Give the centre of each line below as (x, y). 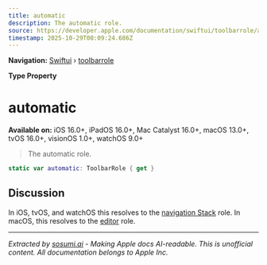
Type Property (33, 76)
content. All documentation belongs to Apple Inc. (88, 252)
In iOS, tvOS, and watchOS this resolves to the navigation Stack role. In (124, 212)
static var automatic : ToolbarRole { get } (81, 169)
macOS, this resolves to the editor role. (72, 220)
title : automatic (37, 16)
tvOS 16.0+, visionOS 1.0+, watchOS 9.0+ (76, 138)
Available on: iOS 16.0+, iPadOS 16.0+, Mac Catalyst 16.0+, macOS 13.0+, (129, 130)
